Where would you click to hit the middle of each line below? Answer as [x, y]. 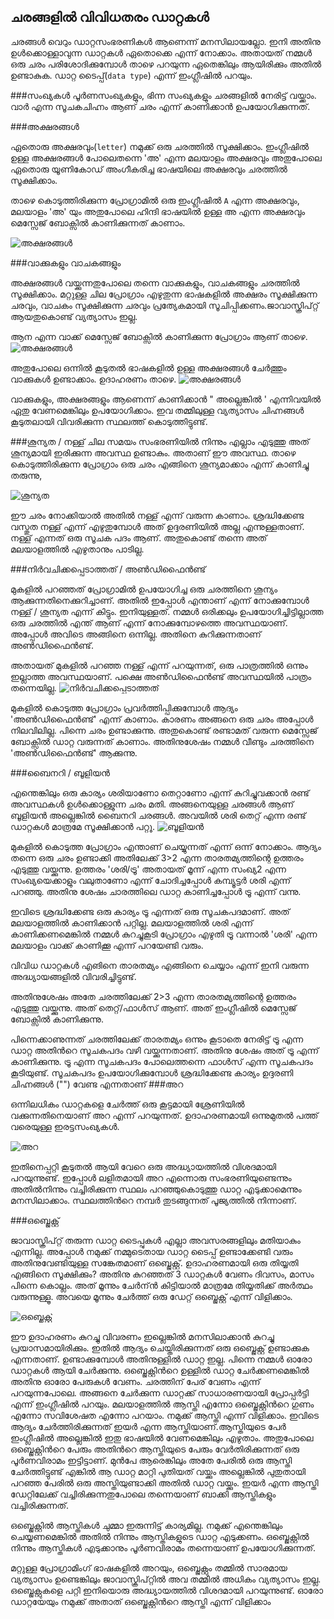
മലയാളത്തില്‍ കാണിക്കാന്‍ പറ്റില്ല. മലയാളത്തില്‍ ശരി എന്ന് [132, 922]
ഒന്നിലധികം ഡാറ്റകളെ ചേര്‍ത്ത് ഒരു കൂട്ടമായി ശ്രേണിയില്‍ [127, 1104]
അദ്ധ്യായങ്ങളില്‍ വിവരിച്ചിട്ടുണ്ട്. [73, 976]
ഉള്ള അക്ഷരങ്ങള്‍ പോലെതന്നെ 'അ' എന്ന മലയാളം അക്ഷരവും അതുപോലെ [166, 157]
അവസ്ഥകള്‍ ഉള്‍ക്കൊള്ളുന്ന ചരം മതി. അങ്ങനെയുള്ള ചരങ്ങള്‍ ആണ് [152, 804]
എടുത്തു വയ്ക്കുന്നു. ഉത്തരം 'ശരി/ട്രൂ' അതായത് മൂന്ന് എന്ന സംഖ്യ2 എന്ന [148, 869]
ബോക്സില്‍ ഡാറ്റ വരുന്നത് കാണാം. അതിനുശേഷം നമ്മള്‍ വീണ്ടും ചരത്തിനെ [162, 741]
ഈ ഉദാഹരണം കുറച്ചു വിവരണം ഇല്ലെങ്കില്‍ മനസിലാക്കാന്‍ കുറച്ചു [142, 1336]
